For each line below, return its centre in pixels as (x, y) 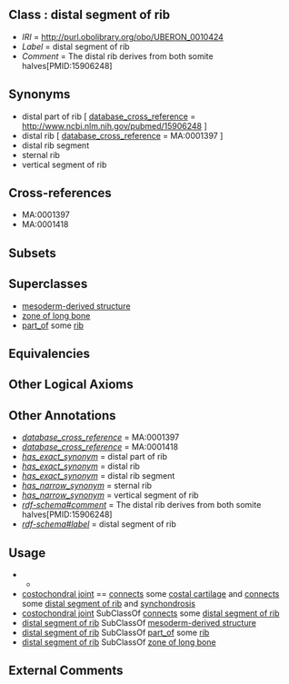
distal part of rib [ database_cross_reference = (109, 116)
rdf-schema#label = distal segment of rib (99, 524)
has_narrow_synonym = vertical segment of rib (110, 495)
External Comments (66, 671)
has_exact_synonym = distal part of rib (95, 457)
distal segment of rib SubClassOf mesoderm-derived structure (139, 623)
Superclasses (48, 284)
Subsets (32, 253)
